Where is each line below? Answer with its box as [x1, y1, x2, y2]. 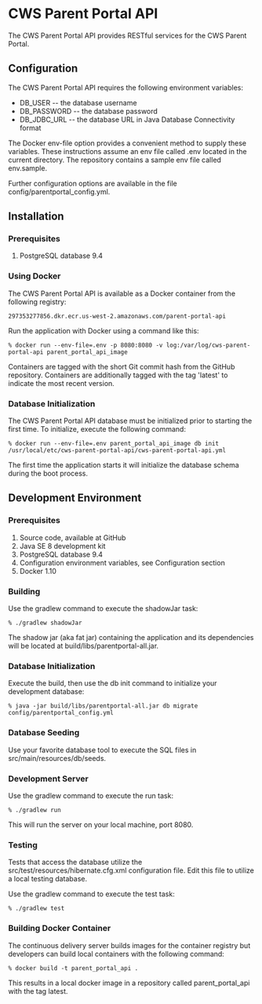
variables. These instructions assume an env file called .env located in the [8, 146, 247, 156]
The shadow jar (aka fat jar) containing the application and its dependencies [8, 633, 254, 642]
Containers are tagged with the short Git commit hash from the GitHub [8, 362, 235, 371]
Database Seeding [8, 727, 80, 738]
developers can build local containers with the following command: [8, 949, 225, 958]
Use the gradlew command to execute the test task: [8, 889, 175, 899]
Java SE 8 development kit [19, 541, 106, 550]
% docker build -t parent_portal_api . [8, 964, 139, 972]
